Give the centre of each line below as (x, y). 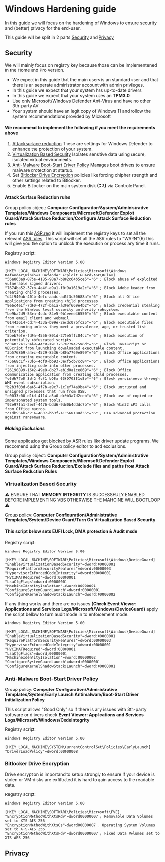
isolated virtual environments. (42, 159)
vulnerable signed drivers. (34, 284)
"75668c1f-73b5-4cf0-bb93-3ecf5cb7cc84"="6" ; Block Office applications (82, 362)
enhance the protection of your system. (52, 149)
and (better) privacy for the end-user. (43, 28)
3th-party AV (25, 106)
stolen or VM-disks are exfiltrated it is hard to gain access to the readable (80, 780)
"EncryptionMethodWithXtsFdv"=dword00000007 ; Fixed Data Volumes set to (82, 834)
